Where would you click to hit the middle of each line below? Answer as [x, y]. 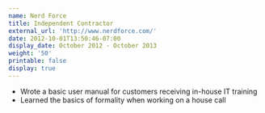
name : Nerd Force [38, 16]
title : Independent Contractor [61, 23]
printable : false [38, 61]
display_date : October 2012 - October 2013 [83, 46]
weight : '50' [30, 53]
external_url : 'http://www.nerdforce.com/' [83, 31]
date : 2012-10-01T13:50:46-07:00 [65, 38]
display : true [32, 69]
